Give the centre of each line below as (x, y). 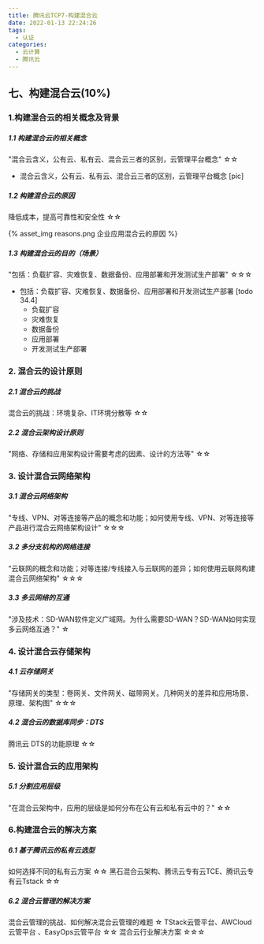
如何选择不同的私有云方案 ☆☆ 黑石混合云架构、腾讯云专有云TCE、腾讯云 (128, 872)
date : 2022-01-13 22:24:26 (52, 23)
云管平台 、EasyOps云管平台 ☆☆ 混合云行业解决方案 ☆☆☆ (107, 932)
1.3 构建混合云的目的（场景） (55, 253)
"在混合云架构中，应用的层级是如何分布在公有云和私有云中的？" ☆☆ (120, 808)
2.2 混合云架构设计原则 (46, 432)
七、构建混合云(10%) (59, 93)
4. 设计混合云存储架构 (49, 651)
